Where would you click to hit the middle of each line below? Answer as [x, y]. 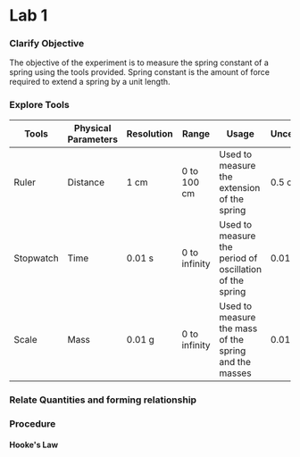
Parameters [93, 139]
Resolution [150, 133]
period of [238, 258]
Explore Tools [39, 105]
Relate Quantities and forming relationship [103, 400]
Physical [93, 128]
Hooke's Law [34, 445]
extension [239, 187]
